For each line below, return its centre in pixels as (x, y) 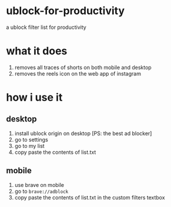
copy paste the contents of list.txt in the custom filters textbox (90, 197)
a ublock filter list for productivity (46, 27)
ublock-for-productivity (66, 11)
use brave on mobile (39, 185)
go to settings (31, 139)
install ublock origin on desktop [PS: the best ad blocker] (83, 133)
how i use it (34, 98)
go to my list (30, 146)
